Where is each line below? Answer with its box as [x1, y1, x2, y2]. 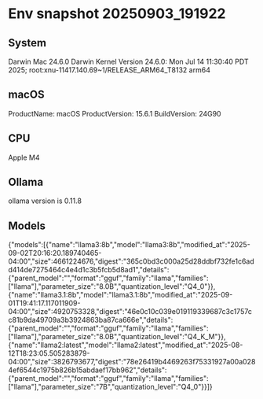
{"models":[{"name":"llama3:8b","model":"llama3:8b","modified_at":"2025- [8, 240, 251, 249]
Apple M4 [8, 153, 40, 162]
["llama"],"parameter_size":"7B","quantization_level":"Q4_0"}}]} [8, 382, 214, 392]
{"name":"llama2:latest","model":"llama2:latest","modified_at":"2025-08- [8, 340, 243, 350]
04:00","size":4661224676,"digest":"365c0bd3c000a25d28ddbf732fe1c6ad [8, 257, 254, 266]
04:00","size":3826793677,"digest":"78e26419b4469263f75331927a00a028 [8, 357, 256, 367]
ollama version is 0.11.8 [8, 196, 82, 205]
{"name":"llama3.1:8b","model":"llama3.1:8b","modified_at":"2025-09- [8, 290, 233, 300]
